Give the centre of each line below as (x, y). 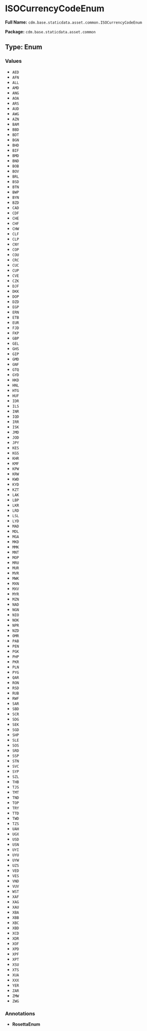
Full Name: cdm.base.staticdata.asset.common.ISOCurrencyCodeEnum (74, 22)
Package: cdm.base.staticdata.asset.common (51, 31)
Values (13, 61)
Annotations (20, 1013)
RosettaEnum (26, 1024)
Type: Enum (24, 47)
